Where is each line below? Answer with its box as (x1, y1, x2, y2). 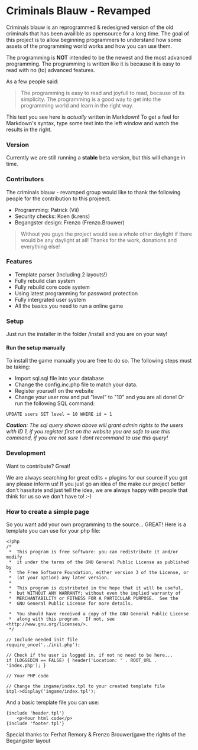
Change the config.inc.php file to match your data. (14, 381, 138, 388)
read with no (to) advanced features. (6, 66, 96, 73)
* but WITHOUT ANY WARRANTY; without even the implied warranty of (8, 590, 181, 596)
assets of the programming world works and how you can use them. (6, 43, 173, 50)
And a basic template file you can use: (6, 699, 99, 706)
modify (6, 554, 22, 560)
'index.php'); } (6, 663, 46, 669)
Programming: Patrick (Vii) (14, 206, 80, 213)
